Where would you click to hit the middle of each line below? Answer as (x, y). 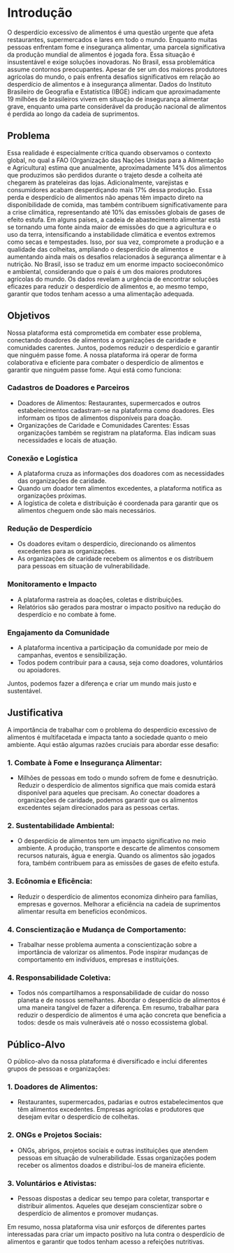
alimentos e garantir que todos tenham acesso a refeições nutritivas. (106, 1242)
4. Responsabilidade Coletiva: (59, 978)
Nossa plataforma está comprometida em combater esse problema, (104, 333)
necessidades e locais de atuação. (67, 440)
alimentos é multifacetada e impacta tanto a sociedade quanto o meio (108, 737)
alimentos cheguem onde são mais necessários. (87, 511)
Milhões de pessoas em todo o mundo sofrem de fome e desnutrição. (118, 778)
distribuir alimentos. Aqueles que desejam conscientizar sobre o (110, 1206)
